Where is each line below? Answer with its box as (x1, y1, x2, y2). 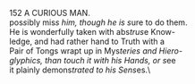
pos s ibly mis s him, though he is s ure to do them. (9, 17, 188, 28)
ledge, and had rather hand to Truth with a (9, 36, 165, 46)
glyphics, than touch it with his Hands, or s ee (9, 55, 176, 65)
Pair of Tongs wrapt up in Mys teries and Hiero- (9, 46, 183, 56)
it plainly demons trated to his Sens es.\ (9, 64, 151, 75)
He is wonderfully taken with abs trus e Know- (9, 27, 176, 37)
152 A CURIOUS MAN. (9, 8, 91, 18)
